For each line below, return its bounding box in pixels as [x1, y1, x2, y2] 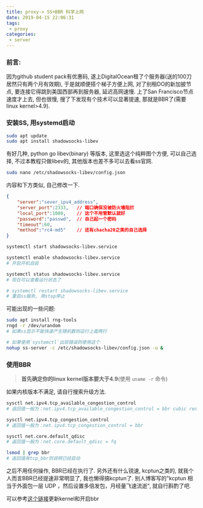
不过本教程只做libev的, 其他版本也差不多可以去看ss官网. [14, 158, 153, 165]
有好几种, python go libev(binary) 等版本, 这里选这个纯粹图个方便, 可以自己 [6, 150, 192, 157]
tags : [6, 20, 20, 26]
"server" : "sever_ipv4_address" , [17, 199, 98, 206]
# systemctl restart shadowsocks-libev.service [6, 288, 129, 294]
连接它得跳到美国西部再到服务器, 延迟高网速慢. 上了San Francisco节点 [19, 88, 194, 96]
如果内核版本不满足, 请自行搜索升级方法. [6, 388, 107, 396]
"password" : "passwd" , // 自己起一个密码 [17, 216, 117, 222]
